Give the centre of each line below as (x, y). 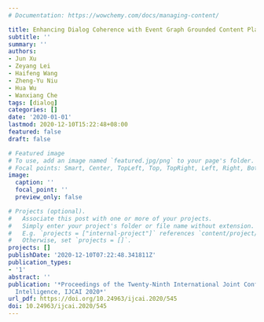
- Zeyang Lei (29, 66)
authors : (22, 52)
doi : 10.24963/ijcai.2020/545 (58, 306)
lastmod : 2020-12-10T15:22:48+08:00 (68, 125)
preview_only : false (49, 197)
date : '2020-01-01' (40, 117)
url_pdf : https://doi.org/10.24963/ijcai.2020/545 (93, 299)
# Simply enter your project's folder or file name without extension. (132, 226)
